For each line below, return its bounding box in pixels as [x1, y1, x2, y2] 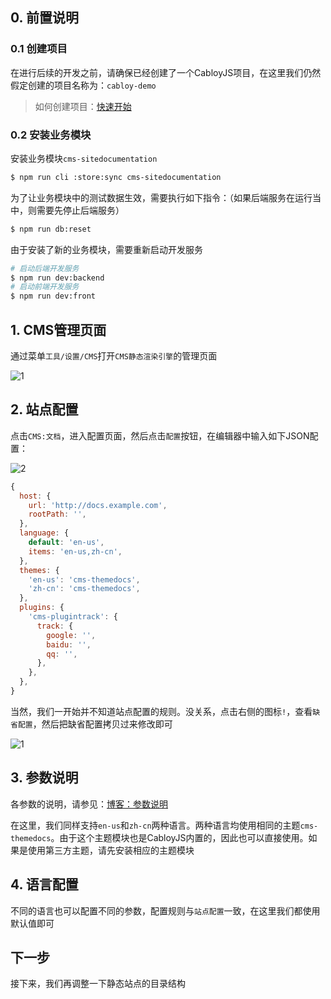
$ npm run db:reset [10, 224, 92, 234]
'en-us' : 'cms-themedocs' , [28, 574, 141, 585]
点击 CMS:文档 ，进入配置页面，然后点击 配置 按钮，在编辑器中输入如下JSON [10, 429, 310, 442]
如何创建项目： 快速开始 [34, 100, 132, 112]
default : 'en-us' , [28, 538, 105, 548]
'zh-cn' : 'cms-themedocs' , [28, 584, 141, 594]
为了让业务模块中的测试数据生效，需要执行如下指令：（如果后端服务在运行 [10, 191, 313, 203]
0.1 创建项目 [10, 42, 68, 56]
